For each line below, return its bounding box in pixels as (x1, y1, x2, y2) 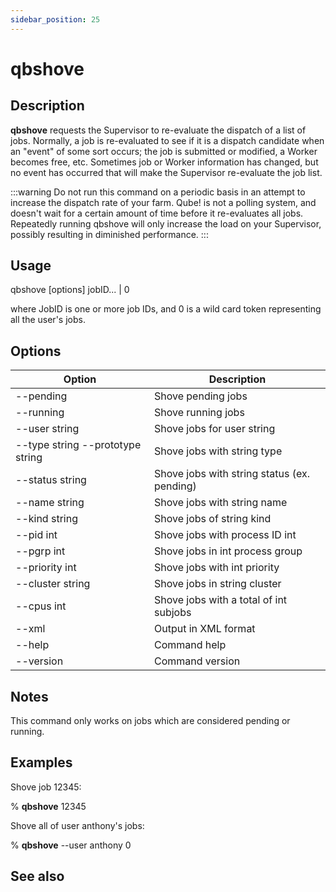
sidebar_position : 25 (10, 14, 101, 25)
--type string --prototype (15, 438, 142, 452)
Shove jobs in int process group (153, 544, 303, 558)
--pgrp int (15, 544, 66, 558)
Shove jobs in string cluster (153, 577, 282, 591)
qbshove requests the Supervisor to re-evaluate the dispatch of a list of (10, 124, 307, 136)
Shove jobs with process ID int (153, 528, 297, 542)
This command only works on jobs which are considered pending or (10, 715, 291, 727)
